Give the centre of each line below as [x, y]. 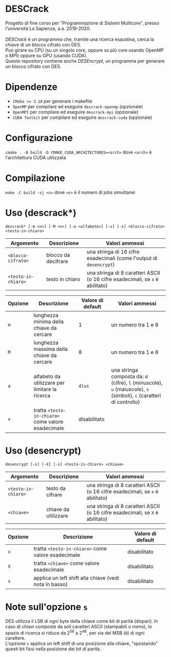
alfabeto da [47, 376]
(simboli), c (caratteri [136, 395]
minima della [49, 321]
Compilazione [35, 178]
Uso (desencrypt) [43, 451]
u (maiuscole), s [130, 389]
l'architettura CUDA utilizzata [36, 157]
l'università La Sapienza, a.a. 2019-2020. [48, 28]
